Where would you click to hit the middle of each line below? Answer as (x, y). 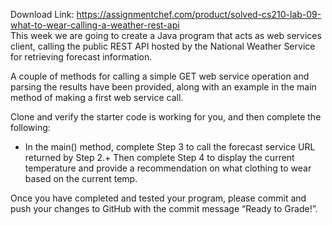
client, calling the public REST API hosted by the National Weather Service (163, 46)
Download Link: (42, 14)
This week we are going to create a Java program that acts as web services (166, 35)
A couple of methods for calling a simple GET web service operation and (160, 76)
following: (30, 127)
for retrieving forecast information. (81, 57)
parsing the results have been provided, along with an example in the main (163, 87)
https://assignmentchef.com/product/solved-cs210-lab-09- (199, 14)
